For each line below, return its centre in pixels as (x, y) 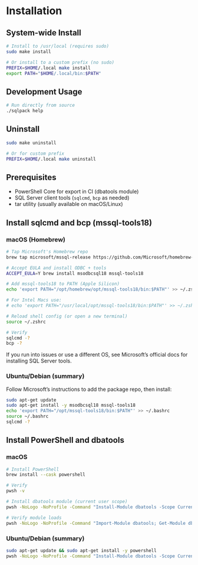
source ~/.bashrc (27, 417)
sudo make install (29, 51)
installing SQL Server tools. (39, 361)
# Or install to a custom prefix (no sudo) (60, 62)
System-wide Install (44, 33)
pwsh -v (16, 491)
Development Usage (44, 92)
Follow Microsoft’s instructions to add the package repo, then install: (89, 389)
